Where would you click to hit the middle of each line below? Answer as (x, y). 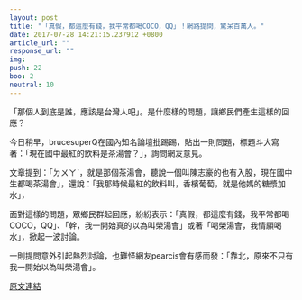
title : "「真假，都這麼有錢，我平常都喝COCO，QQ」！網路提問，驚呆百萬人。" (137, 26)
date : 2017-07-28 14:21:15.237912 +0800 (87, 34)
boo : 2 (22, 77)
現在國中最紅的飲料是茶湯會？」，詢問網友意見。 (118, 153)
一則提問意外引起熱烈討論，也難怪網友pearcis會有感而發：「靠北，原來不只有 (151, 255)
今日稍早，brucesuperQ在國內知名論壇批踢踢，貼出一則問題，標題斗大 (141, 141)
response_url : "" (42, 51)
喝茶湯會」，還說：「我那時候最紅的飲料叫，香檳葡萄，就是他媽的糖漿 (151, 183)
